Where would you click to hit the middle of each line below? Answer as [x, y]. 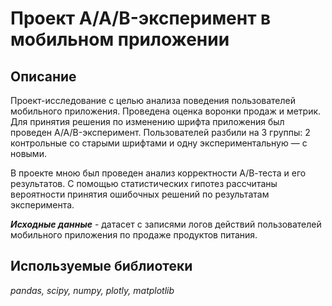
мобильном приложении [120, 39]
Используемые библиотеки [101, 266]
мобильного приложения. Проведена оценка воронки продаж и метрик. [166, 111]
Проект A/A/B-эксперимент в [141, 18]
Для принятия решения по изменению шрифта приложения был [147, 121]
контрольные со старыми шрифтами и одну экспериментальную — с [159, 143]
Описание [43, 76]
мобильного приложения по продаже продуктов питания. [134, 235]
